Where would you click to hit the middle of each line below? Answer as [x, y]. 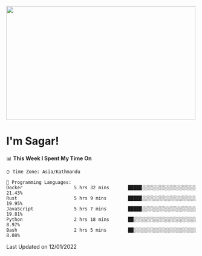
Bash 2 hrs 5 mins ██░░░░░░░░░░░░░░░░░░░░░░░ [101, 230]
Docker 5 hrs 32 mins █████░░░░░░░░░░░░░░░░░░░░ [101, 187]
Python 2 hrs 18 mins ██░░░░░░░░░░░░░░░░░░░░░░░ [101, 219]
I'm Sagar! [33, 141]
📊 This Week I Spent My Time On [49, 158]
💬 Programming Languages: [39, 182]
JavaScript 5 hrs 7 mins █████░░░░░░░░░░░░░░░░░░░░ [101, 209]
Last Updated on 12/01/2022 [42, 246]
